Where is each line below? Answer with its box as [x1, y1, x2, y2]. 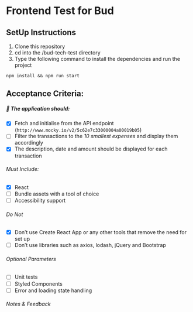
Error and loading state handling [14, 287, 92, 294]
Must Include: [6, 166, 39, 173]
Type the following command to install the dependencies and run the [14, 56, 180, 62]
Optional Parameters [6, 255, 57, 262]
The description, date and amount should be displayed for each [14, 145, 168, 153]
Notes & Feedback [6, 300, 51, 308]
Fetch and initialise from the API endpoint [14, 120, 114, 127]
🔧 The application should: [6, 105, 70, 112]
